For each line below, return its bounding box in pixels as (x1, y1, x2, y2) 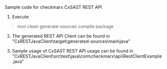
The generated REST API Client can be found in (12, 33, 110, 39)
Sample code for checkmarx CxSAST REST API (5, 4, 102, 10)
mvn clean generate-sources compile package (17, 23, 114, 29)
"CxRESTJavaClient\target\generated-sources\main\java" (12, 38, 131, 44)
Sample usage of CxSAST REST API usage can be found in (12, 48, 133, 54)
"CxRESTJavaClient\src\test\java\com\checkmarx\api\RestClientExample (12, 53, 162, 59)
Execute (12, 14, 29, 19)
